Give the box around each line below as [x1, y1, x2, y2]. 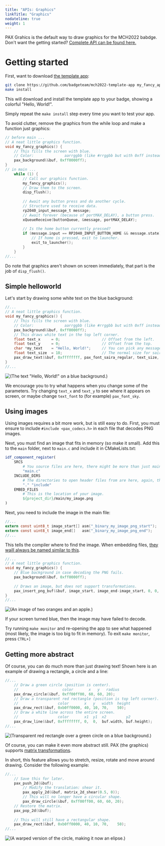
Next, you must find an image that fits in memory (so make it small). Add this [5, 440, 160, 446]
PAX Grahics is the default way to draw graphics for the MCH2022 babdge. [5, 34, 157, 40]
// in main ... [5, 167, 36, 172]
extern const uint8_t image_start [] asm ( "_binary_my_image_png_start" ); [5, 524, 157, 528]
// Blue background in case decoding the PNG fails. [14, 570, 124, 575]
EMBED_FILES [14, 487, 38, 492]
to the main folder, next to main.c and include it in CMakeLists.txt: [5, 445, 137, 451]
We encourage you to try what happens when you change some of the [5, 382, 148, 388]
